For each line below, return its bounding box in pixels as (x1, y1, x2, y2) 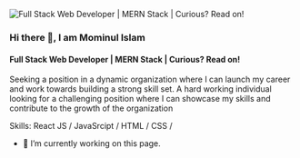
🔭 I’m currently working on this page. (22, 138, 161, 149)
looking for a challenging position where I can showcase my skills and (9, 94, 271, 104)
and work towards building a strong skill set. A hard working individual (9, 84, 273, 94)
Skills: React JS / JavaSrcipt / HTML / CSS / (9, 121, 173, 132)
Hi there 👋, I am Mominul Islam (9, 31, 145, 44)
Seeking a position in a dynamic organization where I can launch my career (9, 74, 291, 85)
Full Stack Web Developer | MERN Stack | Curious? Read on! (9, 54, 241, 64)
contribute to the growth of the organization (9, 103, 174, 114)
